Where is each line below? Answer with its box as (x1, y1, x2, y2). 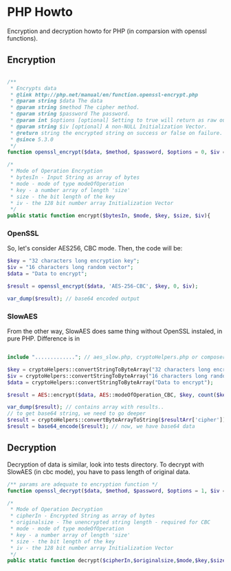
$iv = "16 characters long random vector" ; (7, 264, 134, 271)
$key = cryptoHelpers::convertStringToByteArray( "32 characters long (7, 366, 211, 373)
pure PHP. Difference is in (7, 334, 80, 343)
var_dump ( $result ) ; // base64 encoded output (7, 295, 140, 302)
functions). (7, 34, 38, 42)
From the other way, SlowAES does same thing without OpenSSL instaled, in (7, 327, 223, 336)
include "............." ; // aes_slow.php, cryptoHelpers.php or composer (7, 354, 226, 361)
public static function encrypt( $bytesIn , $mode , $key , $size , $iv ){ (7, 213, 211, 219)
